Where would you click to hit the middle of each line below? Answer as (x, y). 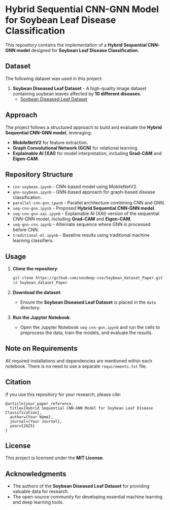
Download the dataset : (37, 292)
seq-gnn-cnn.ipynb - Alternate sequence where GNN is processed (81, 225)
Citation (18, 382)
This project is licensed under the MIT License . (55, 458)
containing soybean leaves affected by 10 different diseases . (77, 94)
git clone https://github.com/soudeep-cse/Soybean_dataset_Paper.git (88, 278)
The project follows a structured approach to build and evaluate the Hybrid (84, 127)
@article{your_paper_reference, (39, 404)
